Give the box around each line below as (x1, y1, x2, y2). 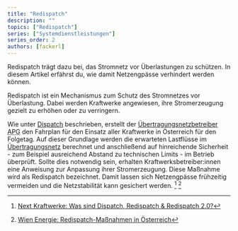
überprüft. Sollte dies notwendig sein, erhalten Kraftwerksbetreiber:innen (7, 158, 221, 166)
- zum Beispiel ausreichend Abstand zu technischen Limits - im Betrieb (7, 150, 215, 158)
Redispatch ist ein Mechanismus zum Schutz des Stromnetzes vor (7, 91, 200, 100)
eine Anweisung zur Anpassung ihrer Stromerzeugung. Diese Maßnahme (7, 165, 221, 173)
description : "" (7, 17, 55, 24)
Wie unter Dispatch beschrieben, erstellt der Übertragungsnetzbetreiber (7, 120, 218, 128)
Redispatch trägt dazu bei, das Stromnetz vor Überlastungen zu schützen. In (7, 63, 231, 71)
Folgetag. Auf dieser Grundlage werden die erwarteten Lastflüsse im (7, 135, 208, 143)
